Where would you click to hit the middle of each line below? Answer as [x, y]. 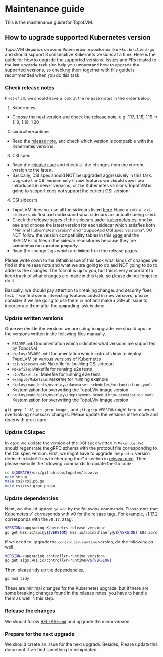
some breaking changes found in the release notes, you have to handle [76, 593]
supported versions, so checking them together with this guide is [70, 70]
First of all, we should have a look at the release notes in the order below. [78, 99]
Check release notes [30, 87]
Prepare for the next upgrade [40, 634]
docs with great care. [26, 420]
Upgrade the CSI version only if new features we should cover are [78, 181]
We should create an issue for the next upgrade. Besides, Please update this [81, 644]
